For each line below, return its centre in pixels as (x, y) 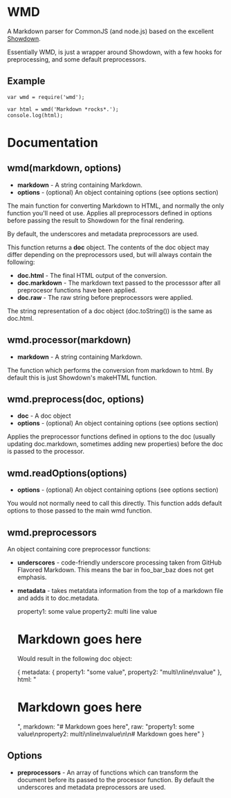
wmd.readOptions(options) (67, 473)
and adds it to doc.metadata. (58, 598)
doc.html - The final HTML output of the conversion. (92, 275)
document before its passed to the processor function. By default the (116, 779)
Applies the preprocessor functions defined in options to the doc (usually (111, 436)
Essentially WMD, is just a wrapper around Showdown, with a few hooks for (115, 52)
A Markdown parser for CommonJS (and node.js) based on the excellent (111, 31)
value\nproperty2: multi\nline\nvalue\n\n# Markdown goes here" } (111, 734)
